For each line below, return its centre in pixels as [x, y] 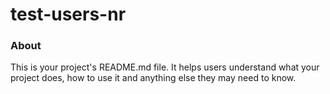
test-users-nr [68, 14]
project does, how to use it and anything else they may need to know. [153, 78]
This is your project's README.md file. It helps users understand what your [165, 67]
